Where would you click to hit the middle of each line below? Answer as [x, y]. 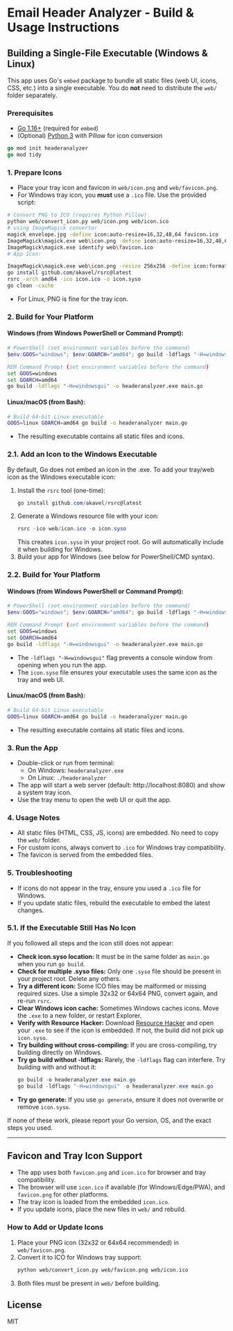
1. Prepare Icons [35, 173]
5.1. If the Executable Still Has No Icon [72, 928]
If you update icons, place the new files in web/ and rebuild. [102, 1209]
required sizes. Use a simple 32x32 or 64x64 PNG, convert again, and [117, 993]
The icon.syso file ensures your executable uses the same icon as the [117, 672]
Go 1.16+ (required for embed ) [58, 128]
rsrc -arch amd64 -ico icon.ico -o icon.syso [74, 279]
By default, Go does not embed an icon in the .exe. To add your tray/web [111, 469]
